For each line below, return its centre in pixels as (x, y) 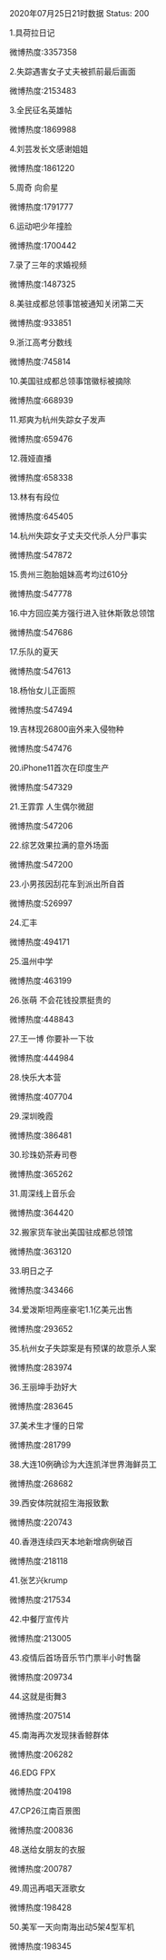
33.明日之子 (32, 1271)
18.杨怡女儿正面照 (43, 691)
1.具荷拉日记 (32, 33)
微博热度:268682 (41, 1483)
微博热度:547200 (41, 864)
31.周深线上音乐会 (43, 1193)
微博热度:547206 (41, 826)
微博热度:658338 (41, 477)
